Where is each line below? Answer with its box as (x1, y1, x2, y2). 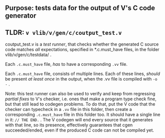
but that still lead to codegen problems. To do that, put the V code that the (5, 101, 156, 107)
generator (5, 12, 36, 20)
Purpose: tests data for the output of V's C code (5, 4, 155, 12)
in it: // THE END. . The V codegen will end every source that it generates (5, 117, 153, 123)
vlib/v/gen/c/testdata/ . (5, 52, 52, 58)
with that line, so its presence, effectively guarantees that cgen (5, 122, 133, 128)
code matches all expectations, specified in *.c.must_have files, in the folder (5, 47, 160, 53)
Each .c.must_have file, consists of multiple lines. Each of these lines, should (5, 71, 160, 77)
